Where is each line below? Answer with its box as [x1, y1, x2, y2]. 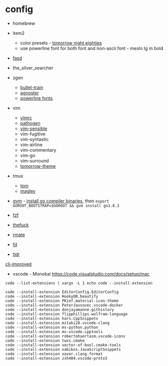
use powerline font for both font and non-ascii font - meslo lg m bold [20, 45, 163, 51]
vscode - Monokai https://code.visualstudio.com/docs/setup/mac [12, 270, 150, 277]
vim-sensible [20, 125, 48, 131]
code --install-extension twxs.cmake [5, 338, 85, 343]
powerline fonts [20, 95, 53, 101]
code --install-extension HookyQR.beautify [5, 294, 99, 299]
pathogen [20, 120, 40, 126]
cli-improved [5, 261, 32, 267]
